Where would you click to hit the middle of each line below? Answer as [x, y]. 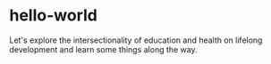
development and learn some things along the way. [104, 49]
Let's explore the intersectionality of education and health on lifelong [136, 40]
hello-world [54, 16]
